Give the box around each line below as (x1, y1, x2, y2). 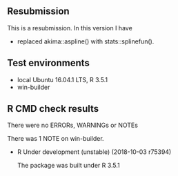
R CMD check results (7, 103, 99, 115)
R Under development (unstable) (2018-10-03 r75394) (17, 148, 172, 156)
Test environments (7, 57, 90, 69)
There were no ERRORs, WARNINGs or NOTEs (7, 121, 138, 130)
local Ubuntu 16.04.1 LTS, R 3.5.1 (17, 75, 108, 84)
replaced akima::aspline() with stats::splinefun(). (17, 37, 155, 46)
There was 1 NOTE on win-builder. (7, 135, 105, 143)
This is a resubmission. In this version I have (7, 23, 132, 32)
